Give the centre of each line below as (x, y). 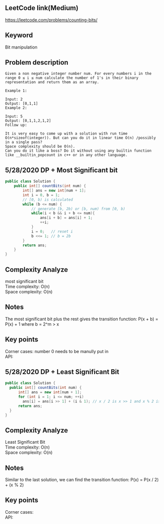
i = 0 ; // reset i (52, 231)
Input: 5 (14, 117)
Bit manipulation (21, 47)
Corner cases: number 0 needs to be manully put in (57, 351)
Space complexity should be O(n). (40, 146)
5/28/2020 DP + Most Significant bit (61, 170)
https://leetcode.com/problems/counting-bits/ (51, 20)
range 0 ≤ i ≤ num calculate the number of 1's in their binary (72, 78)
